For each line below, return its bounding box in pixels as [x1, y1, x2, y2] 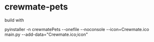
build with [4, 17, 24, 23]
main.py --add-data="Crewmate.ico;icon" [4, 31, 88, 37]
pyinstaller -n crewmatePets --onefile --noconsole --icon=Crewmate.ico [4, 26, 150, 32]
